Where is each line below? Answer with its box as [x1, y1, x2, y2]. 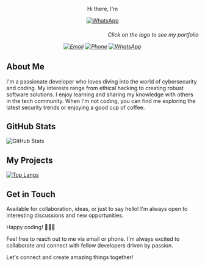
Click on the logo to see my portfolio [107, 30, 199, 38]
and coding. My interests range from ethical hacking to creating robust [6, 84, 184, 91]
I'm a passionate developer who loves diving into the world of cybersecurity [6, 77, 197, 85]
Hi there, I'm [87, 5, 118, 12]
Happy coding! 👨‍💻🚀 [6, 224, 56, 231]
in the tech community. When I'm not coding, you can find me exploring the [6, 97, 196, 104]
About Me [6, 62, 45, 72]
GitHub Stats [6, 121, 56, 132]
